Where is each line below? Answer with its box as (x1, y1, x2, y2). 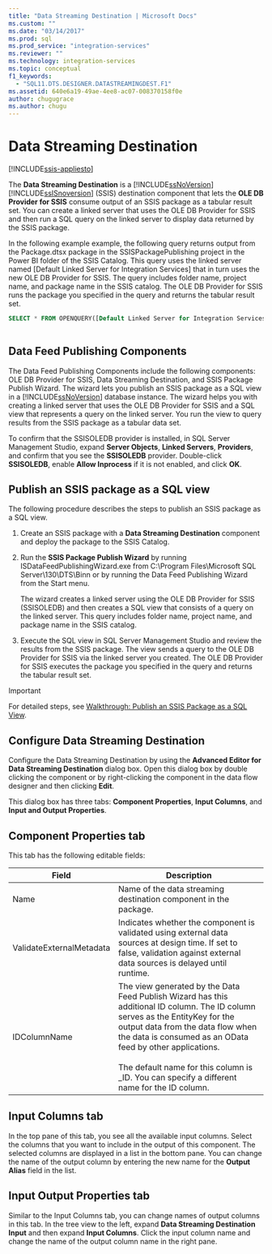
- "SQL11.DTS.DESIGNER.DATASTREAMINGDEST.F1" (15, 79, 172, 88)
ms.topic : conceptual (8, 65, 82, 73)
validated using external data (117, 927, 228, 939)
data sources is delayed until (117, 957, 227, 969)
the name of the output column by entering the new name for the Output (8, 1157, 251, 1166)
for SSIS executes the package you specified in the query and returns (19, 661, 253, 671)
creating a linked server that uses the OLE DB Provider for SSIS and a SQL (8, 400, 255, 410)
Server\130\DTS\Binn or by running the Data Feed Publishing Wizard (19, 570, 249, 580)
